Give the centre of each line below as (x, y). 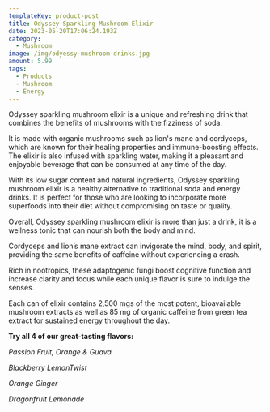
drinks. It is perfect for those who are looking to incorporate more (117, 197)
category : (25, 39)
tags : (17, 69)
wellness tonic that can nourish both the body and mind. (102, 230)
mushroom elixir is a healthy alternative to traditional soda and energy (124, 189)
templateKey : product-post (54, 16)
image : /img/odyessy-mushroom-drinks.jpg (79, 54)
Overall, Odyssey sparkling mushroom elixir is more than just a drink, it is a (133, 222)
